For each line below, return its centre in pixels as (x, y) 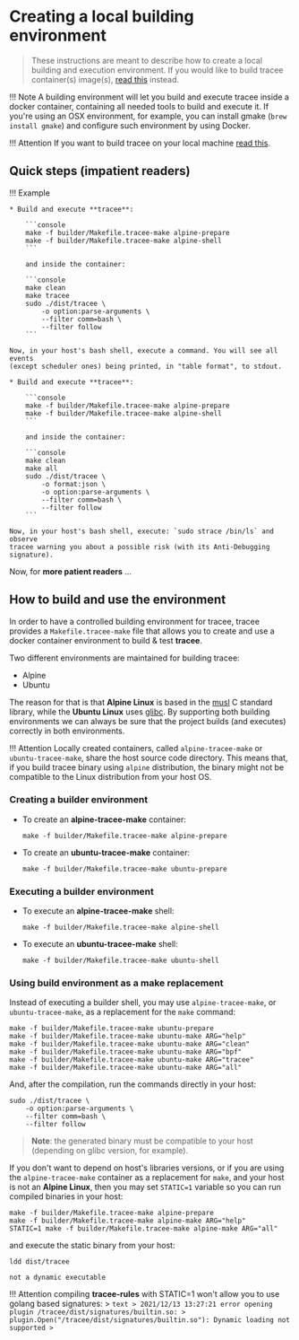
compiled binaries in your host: (66, 1196)
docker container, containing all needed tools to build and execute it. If (139, 106)
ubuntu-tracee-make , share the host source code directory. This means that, (149, 758)
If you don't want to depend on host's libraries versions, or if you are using (147, 1168)
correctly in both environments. (67, 731)
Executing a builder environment (82, 891)
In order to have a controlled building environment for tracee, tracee (134, 621)
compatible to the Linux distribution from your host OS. (111, 776)
